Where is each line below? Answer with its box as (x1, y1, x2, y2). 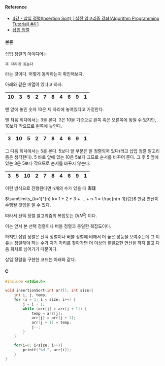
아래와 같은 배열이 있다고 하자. (5, 81, 63, 87)
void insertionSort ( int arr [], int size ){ (5, 288, 94, 293)
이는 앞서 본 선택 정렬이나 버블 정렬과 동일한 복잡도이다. (5, 223, 112, 229)
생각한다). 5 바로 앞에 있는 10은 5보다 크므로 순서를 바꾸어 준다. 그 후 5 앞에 (14, 154, 159, 160)
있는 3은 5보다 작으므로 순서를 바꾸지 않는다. (5, 160, 91, 166)
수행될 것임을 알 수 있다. (5, 202, 51, 208)
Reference (5, 4, 27, 10)
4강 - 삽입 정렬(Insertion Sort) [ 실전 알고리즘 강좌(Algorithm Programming (12, 15, 160, 22)
